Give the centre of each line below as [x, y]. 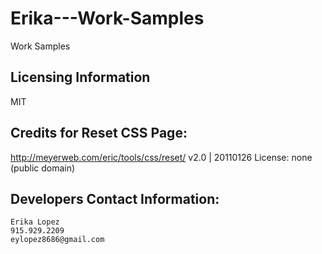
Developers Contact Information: [115, 198]
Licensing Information [80, 77]
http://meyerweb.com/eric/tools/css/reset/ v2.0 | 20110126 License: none [161, 157]
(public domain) [43, 168]
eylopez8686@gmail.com [57, 240]
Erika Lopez [35, 222]
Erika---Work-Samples [107, 18]
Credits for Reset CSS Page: [99, 133]
